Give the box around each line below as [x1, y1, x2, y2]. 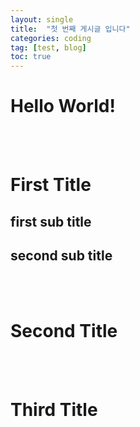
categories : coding [10, 33, 92, 43]
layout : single [10, 14, 74, 25]
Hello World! [10, 95, 116, 118]
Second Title [10, 319, 118, 342]
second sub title [10, 247, 113, 265]
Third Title [10, 398, 98, 421]
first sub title [10, 213, 92, 230]
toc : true [10, 52, 52, 62]
